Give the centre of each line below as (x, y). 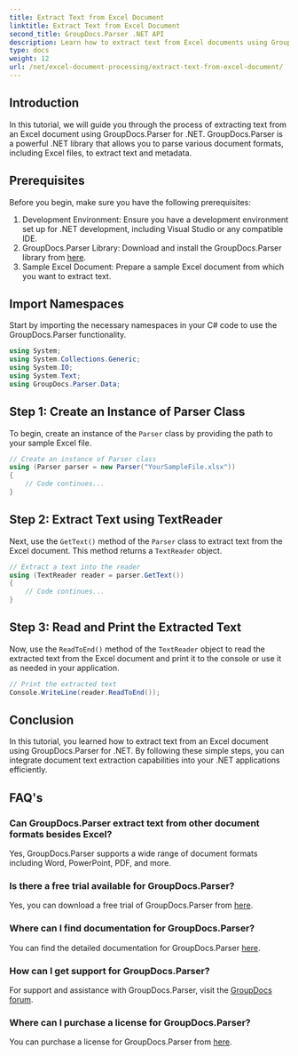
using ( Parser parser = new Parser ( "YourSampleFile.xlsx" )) (123, 468)
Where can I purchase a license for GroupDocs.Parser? (130, 1022)
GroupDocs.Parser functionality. (68, 335)
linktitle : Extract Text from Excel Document (94, 26)
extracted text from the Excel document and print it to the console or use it (145, 658)
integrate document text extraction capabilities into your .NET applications (145, 760)
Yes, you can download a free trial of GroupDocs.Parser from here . (131, 905)
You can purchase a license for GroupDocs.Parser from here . (121, 1042)
